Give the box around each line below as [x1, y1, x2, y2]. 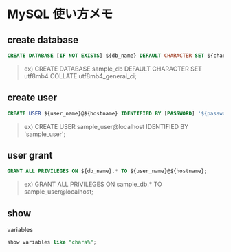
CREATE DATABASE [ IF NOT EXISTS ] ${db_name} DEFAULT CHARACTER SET [7, 52, 205, 59]
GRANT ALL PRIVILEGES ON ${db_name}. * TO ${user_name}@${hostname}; [7, 168, 208, 175]
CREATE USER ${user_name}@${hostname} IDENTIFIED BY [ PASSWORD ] [7, 110, 195, 117]
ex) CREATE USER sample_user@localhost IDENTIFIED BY [23, 122, 189, 130]
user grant [7, 149, 53, 161]
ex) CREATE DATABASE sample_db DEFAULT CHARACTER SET [23, 65, 203, 73]
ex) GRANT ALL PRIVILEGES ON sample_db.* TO [23, 180, 163, 189]
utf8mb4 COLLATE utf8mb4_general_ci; [23, 71, 137, 80]
